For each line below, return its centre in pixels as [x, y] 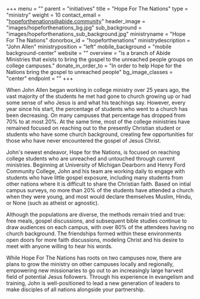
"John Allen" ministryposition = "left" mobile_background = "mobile [89, 47]
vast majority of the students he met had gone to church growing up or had [99, 96]
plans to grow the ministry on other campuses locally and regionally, [90, 264]
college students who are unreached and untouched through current [90, 158]
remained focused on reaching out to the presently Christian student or [93, 128]
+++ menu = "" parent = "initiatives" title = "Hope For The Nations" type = [97, 9]
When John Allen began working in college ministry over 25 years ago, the [98, 90]
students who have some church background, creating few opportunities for [100, 134]
